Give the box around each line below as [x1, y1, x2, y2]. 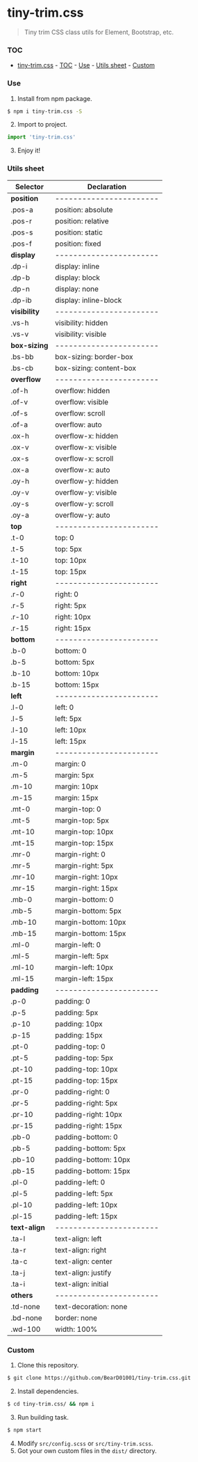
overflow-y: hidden [55, 476, 119, 486]
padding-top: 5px [55, 1053, 113, 1063]
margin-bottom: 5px [55, 906, 122, 916]
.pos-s [10, 228, 33, 237]
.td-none [10, 1301, 40, 1311]
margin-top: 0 [55, 804, 101, 813]
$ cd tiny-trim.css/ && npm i [7, 1400, 95, 1407]
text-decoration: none [55, 1301, 128, 1311]
